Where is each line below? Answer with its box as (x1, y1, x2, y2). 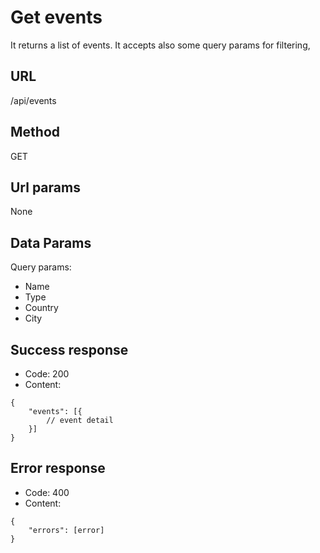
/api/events (10, 94, 57, 106)
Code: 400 (24, 486, 70, 498)
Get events (10, 6, 103, 29)
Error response (10, 460, 106, 477)
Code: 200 (24, 368, 70, 380)
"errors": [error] (28, 525, 105, 535)
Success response (10, 341, 129, 358)
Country (24, 302, 59, 314)
